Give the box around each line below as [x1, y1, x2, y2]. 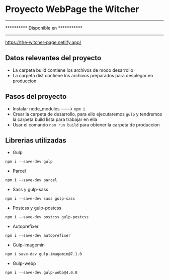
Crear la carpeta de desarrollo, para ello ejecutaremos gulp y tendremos [12, 111, 162, 117]
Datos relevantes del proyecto [5, 54, 102, 62]
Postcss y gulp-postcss [12, 205, 62, 211]
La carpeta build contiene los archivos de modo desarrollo [12, 67, 133, 73]
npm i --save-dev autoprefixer [5, 233, 71, 238]
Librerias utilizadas [5, 136, 66, 145]
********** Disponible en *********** [5, 25, 83, 31]
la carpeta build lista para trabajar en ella [12, 116, 97, 122]
